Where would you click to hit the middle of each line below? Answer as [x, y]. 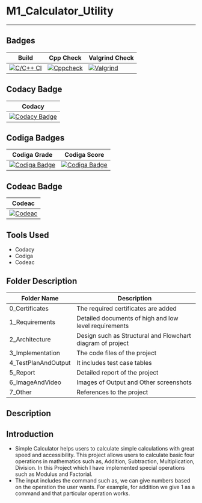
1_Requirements [32, 322]
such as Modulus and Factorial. [54, 474]
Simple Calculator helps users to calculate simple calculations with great [104, 449]
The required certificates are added [127, 308]
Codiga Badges [35, 138]
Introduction [30, 434]
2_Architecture [30, 339]
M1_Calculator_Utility [60, 11]
